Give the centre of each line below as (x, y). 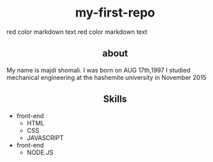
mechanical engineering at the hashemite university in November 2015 (106, 77)
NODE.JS (40, 152)
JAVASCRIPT (45, 138)
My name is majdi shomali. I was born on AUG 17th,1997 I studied (99, 70)
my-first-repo (115, 13)
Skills (115, 99)
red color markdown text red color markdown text (77, 32)
